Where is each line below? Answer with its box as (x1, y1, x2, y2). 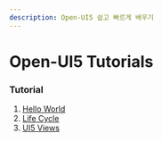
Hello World (21, 104, 66, 114)
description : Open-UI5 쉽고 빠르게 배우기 (9, 12, 154, 22)
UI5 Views (21, 122, 61, 134)
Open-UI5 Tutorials (9, 51, 154, 71)
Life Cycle (21, 113, 60, 124)
